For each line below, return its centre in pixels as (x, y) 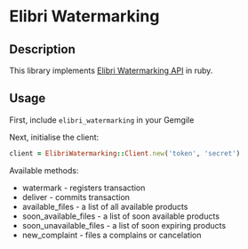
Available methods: (44, 170)
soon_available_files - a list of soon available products (121, 216)
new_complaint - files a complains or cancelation (112, 235)
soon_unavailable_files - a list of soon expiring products (124, 225)
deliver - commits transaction (76, 197)
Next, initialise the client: (54, 137)
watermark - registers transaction (84, 188)
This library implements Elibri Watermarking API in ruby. (111, 70)
